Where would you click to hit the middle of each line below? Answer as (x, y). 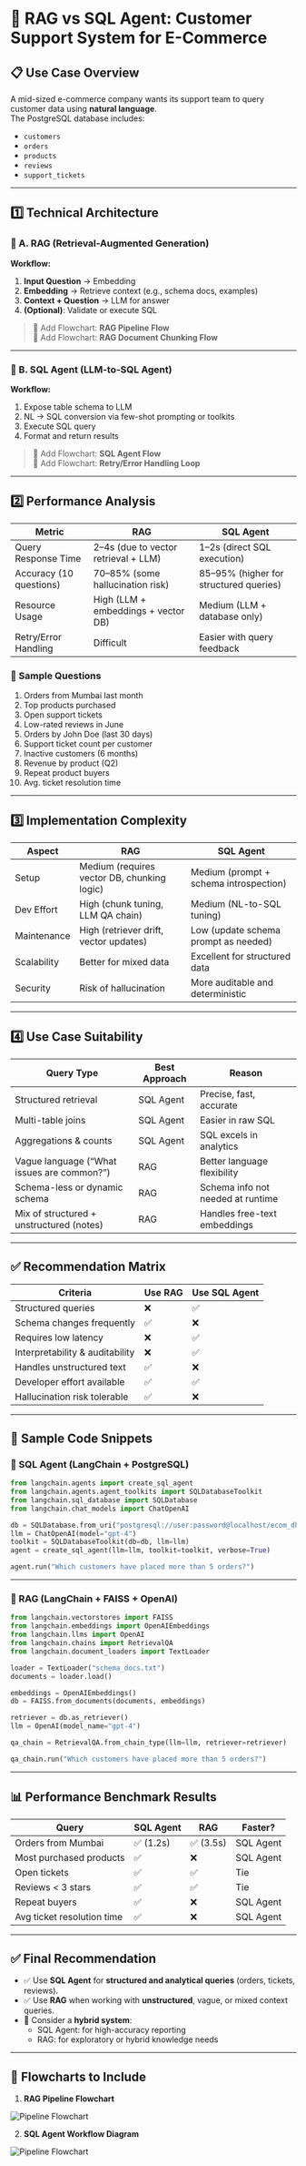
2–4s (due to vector (135, 547)
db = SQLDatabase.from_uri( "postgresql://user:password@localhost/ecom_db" (157, 1525)
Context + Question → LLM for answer (97, 300)
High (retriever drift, (122, 930)
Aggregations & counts (64, 1140)
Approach (165, 1078)
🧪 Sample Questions (56, 676)
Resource (35, 605)
